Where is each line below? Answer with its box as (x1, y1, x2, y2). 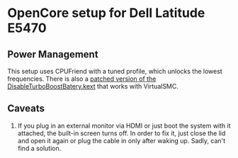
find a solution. (17, 144, 62, 152)
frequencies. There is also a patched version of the (7, 74, 157, 83)
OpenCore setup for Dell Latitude (7, 5, 205, 21)
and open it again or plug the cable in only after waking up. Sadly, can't (17, 136, 226, 145)
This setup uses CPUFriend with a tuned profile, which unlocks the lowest (7, 67, 223, 75)
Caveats (7, 103, 45, 115)
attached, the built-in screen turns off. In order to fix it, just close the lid (17, 129, 226, 137)
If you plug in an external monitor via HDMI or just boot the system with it (17, 121, 231, 130)
